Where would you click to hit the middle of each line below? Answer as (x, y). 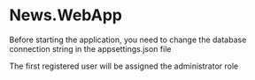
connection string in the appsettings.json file (90, 48)
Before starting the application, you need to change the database (128, 40)
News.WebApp (66, 15)
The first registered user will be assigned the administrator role (124, 66)
